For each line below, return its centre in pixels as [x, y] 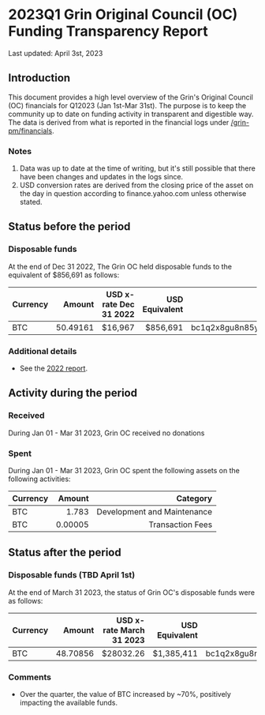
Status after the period [65, 553]
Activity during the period [73, 393]
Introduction [39, 78]
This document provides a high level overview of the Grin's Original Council [131, 97]
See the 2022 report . [54, 368]
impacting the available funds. [69, 702]
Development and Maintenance [155, 512]
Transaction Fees [181, 525]
